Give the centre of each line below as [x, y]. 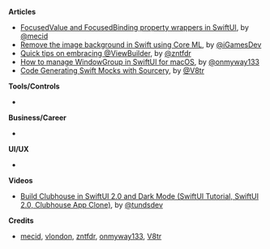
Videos [21, 180]
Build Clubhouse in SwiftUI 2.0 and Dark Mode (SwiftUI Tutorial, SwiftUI [139, 196]
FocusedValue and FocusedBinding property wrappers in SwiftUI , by [135, 27]
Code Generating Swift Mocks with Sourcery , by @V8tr [112, 71]
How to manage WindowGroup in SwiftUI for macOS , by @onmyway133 [139, 62]
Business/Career [38, 118]
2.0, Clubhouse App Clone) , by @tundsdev [92, 205]
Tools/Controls [34, 86]
